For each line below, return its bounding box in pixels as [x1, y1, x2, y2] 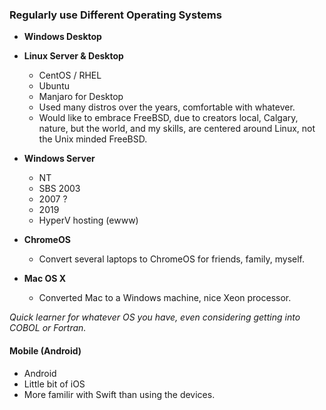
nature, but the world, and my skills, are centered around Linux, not [38, 123, 316, 135]
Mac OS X [23, 273, 67, 285]
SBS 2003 [38, 183, 81, 195]
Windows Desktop [23, 31, 102, 43]
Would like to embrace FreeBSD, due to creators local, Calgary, [38, 112, 299, 124]
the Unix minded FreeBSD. [38, 133, 148, 145]
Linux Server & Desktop [23, 50, 124, 62]
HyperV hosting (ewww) [38, 214, 139, 227]
